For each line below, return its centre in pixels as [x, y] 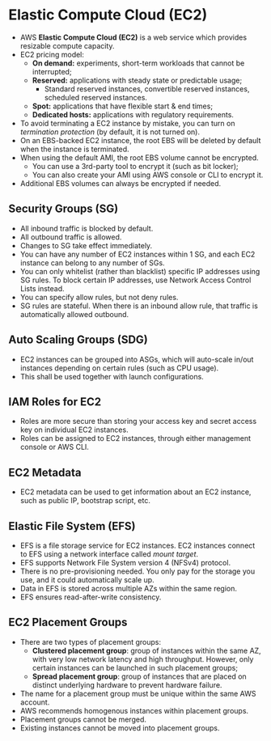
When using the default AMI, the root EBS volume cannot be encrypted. [139, 157]
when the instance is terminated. [74, 149]
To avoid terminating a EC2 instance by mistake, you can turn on [127, 123]
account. [35, 702]
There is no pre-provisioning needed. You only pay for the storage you [138, 571]
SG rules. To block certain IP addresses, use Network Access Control [135, 280]
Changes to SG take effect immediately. [86, 245]
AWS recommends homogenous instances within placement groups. [134, 710]
